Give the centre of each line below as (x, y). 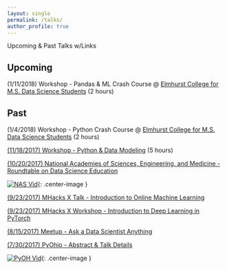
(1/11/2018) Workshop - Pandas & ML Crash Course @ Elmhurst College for (113, 84)
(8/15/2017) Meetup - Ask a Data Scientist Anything (80, 232)
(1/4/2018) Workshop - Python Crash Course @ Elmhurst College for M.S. (111, 129)
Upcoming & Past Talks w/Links (52, 46)
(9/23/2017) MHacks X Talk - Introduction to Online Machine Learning (106, 197)
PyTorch (19, 218)
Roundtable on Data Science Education (63, 171)
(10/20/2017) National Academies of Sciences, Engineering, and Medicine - (114, 163)
